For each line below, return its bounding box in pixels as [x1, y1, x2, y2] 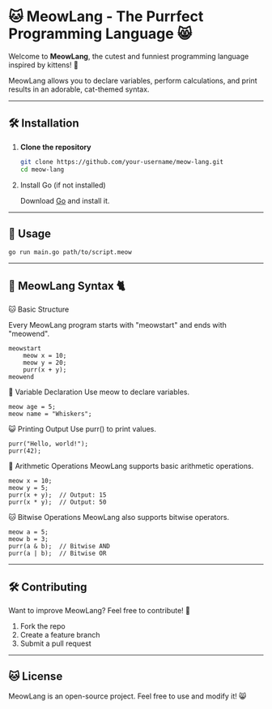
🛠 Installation [8, 117, 79, 131]
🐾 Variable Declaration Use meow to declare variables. [8, 387, 190, 397]
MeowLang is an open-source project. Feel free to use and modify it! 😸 [8, 691, 247, 701]
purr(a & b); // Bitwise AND [8, 543, 111, 551]
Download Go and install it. [19, 196, 110, 205]
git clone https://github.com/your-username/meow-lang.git [19, 157, 224, 165]
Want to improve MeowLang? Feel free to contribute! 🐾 [8, 605, 190, 615]
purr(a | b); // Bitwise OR [8, 549, 107, 558]
